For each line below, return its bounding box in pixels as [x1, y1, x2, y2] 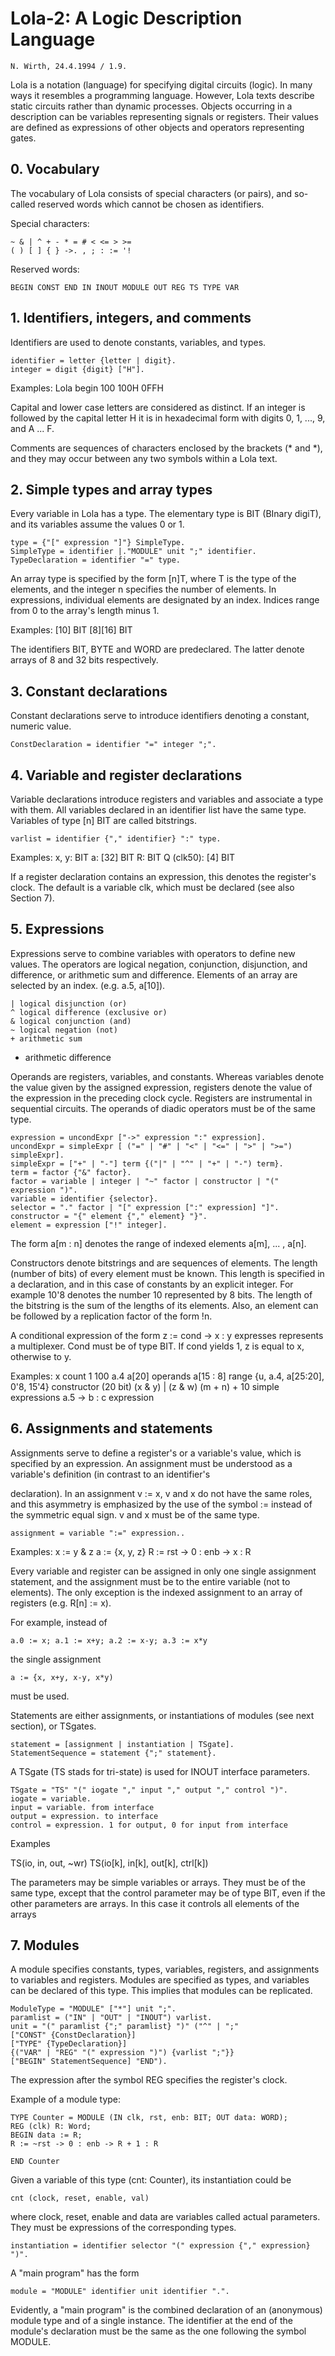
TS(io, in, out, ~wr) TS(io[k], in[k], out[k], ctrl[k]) [10, 1857, 209, 1869]
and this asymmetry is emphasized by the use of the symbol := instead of [10, 1498, 313, 1510]
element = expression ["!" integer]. [10, 1220, 168, 1230]
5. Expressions [10, 921, 105, 938]
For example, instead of [10, 1616, 108, 1628]
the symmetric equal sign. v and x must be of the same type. [10, 1508, 260, 1521]
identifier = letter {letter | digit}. [10, 355, 177, 366]
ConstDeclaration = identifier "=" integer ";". [10, 740, 217, 750]
